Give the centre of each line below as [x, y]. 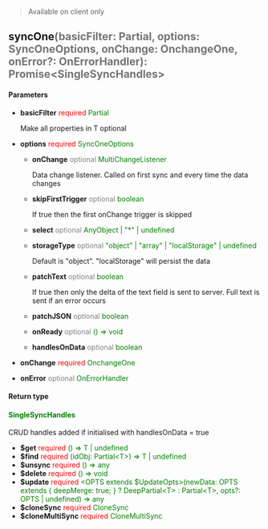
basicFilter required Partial [65, 112]
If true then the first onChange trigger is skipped [112, 214]
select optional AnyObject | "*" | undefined [103, 230]
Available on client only [66, 12]
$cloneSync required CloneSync [74, 507]
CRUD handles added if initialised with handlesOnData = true [109, 433]
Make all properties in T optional [73, 128]
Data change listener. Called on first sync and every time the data [140, 175]
